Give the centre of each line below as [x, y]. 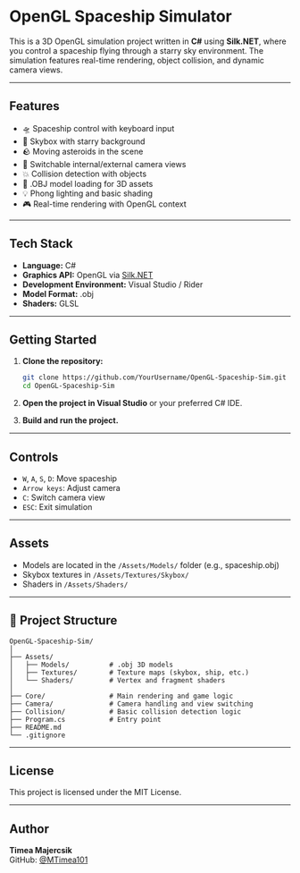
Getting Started [53, 339]
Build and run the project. [70, 420]
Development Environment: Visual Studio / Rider [112, 284]
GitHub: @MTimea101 [49, 860]
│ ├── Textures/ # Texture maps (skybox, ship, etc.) [129, 673]
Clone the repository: [62, 361]
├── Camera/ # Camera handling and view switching [131, 704]
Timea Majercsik [41, 851]
